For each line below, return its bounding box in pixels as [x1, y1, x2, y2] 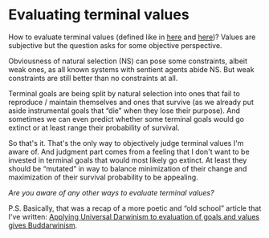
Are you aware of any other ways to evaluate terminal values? [8, 188, 214, 197]
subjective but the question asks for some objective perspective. [8, 40, 222, 50]
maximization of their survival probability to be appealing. [8, 172, 198, 182]
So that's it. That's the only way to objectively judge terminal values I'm [8, 138, 244, 147]
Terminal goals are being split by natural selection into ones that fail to [8, 88, 241, 98]
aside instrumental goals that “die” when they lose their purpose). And [8, 106, 241, 115]
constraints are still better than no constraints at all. [8, 73, 178, 83]
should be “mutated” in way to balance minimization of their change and [8, 163, 247, 173]
